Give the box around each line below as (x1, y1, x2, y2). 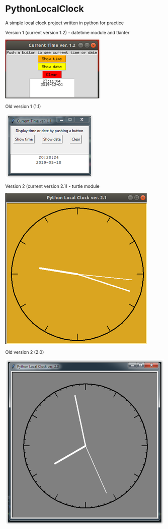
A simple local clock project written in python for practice (5, 20, 124, 26)
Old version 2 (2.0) (5, 349, 44, 355)
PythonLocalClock (5, 3, 84, 15)
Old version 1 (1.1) (5, 103, 41, 109)
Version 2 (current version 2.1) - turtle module (5, 183, 100, 189)
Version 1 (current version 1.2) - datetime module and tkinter (5, 29, 130, 35)
